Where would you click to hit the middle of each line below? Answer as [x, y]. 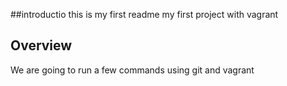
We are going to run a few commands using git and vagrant [132, 70]
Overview [41, 45]
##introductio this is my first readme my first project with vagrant [144, 14]
